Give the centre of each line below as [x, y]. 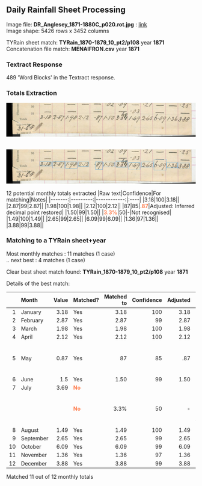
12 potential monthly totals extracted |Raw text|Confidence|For [84, 193]
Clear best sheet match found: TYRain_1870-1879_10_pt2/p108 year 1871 [97, 272]
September [35, 438]
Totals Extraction [32, 93]
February [32, 320]
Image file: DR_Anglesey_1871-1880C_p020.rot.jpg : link [77, 24]
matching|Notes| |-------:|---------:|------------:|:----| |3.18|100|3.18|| [93, 199]
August [30, 430]
